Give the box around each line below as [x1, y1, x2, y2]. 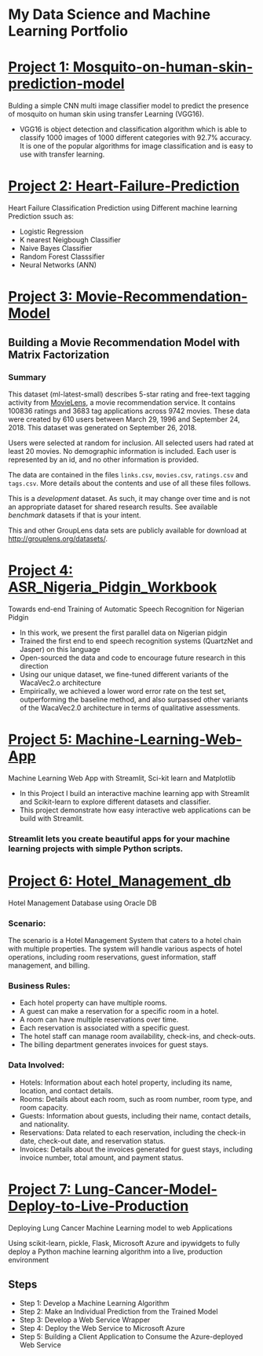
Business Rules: [8, 980, 71, 991]
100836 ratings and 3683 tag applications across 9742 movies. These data [8, 406, 250, 415]
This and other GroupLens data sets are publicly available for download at [8, 525, 247, 535]
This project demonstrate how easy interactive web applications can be [19, 805, 251, 815]
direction [19, 661, 49, 670]
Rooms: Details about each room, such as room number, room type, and [19, 1094, 253, 1104]
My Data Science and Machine [8, 6, 210, 24]
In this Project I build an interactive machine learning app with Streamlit [19, 788, 250, 798]
